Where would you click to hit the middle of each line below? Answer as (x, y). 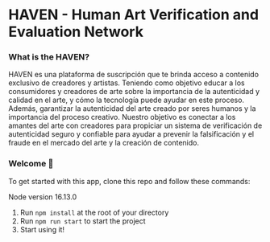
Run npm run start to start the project (83, 221)
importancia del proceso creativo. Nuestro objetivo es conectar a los (122, 117)
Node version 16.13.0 (43, 197)
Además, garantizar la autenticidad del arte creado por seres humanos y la (132, 109)
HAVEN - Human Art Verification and (134, 15)
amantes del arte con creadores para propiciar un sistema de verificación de (135, 125)
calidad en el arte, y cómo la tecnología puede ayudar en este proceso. (126, 100)
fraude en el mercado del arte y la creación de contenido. (104, 143)
